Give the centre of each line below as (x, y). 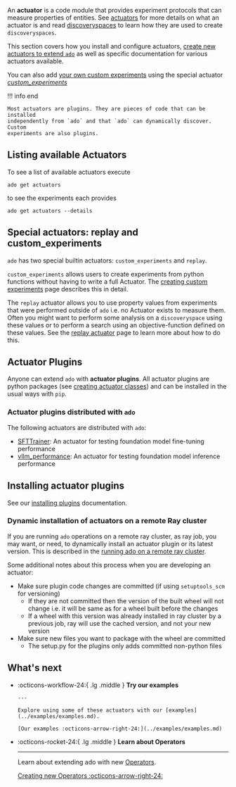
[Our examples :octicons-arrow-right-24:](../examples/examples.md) (120, 729)
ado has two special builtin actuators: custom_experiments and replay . (107, 260)
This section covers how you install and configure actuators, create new (112, 46)
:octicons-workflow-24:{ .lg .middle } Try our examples (98, 685)
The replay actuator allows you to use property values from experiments (112, 303)
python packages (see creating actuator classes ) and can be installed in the (117, 386)
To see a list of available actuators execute (69, 172)
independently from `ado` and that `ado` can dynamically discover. (110, 121)
